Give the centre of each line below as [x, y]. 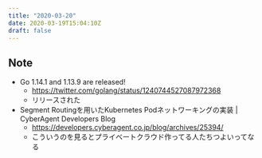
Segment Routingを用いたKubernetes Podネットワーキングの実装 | [129, 110]
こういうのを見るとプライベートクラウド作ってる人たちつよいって [140, 137]
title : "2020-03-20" [43, 16]
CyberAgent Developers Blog [68, 119]
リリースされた [56, 100]
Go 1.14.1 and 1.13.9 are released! [72, 82]
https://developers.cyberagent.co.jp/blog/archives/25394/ [128, 128]
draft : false [30, 30]
